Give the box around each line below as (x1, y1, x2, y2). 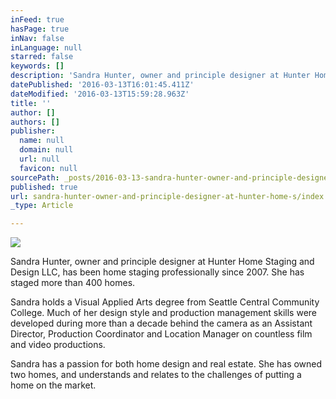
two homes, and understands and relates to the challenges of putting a (10, 369, 302, 381)
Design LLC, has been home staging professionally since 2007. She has (10, 266, 305, 278)
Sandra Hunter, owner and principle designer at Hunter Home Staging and (10, 256, 315, 268)
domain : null (19, 145, 74, 155)
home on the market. (10, 379, 97, 391)
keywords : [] (10, 61, 65, 71)
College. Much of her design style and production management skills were (10, 307, 317, 319)
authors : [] (10, 117, 60, 127)
